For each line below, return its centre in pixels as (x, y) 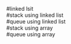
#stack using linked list (35, 15)
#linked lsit (20, 9)
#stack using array (30, 28)
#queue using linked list (36, 21)
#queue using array (31, 34)
